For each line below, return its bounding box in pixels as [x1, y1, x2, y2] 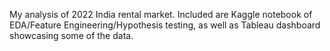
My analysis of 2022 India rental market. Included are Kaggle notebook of [9, 9, 313, 20]
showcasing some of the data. [9, 30, 134, 41]
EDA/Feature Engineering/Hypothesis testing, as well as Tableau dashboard [9, 19, 321, 31]
